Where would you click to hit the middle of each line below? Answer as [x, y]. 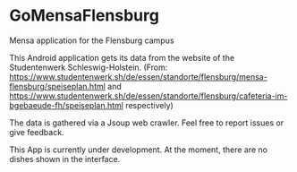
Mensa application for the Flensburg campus [92, 40]
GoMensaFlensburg [84, 16]
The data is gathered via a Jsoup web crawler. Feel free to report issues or [147, 123]
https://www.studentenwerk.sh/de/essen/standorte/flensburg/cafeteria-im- [148, 96]
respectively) [149, 105]
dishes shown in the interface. [65, 159]
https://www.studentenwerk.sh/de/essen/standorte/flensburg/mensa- [139, 76]
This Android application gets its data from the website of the [122, 57]
